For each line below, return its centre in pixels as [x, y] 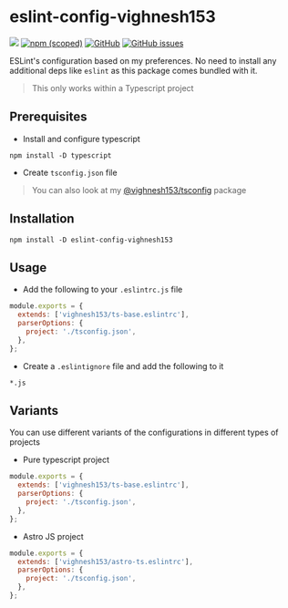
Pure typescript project [66, 460]
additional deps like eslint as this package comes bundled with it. [134, 70]
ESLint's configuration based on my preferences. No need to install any [143, 60]
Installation [42, 219]
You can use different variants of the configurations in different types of [144, 433]
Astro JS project [53, 536]
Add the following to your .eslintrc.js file [103, 290]
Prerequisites [48, 117]
